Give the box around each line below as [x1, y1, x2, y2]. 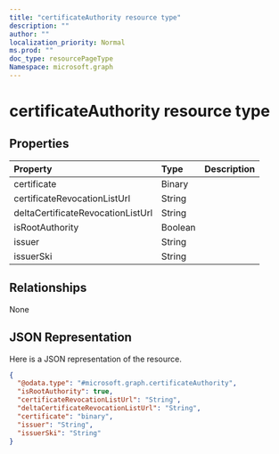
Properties [9, 136, 70, 151]
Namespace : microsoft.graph [9, 63, 114, 72]
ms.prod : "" [9, 46, 53, 55]
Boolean [160, 221, 196, 233]
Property [13, 162, 53, 174]
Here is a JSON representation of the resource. [9, 353, 183, 364]
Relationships [9, 280, 87, 296]
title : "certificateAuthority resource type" [9, 12, 181, 22]
